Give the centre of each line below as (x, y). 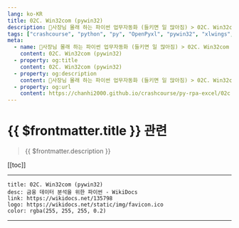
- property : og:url (43, 87)
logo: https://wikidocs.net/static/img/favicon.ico (85, 205)
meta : (15, 41)
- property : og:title (46, 61)
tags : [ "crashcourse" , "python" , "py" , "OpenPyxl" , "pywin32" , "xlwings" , (121, 34)
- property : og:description (55, 73)
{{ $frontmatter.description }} (68, 151)
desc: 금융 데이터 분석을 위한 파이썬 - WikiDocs (73, 192)
